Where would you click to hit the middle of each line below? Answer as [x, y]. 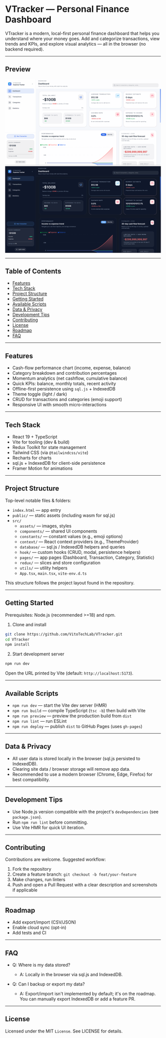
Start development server [38, 654]
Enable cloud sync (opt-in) [39, 928]
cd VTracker [17, 640]
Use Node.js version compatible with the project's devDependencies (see [85, 812]
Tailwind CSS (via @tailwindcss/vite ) [50, 453]
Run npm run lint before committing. [50, 822]
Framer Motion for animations [42, 468]
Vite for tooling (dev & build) [41, 442]
